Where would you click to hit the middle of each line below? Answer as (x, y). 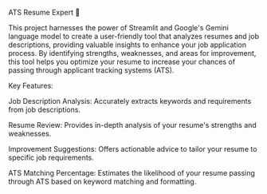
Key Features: (31, 85)
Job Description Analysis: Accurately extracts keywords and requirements (130, 101)
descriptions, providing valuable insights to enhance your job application (128, 45)
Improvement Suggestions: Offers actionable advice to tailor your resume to (133, 149)
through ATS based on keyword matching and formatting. (102, 181)
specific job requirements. (51, 157)
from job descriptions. (45, 109)
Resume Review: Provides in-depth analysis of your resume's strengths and (132, 125)
